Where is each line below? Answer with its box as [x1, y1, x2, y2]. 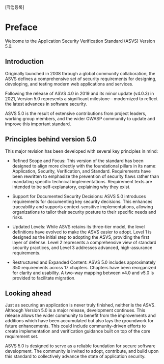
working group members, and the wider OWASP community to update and [5, 115, 156, 121]
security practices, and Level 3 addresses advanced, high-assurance [12, 245, 153, 251]
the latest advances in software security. [5, 101, 87, 107]
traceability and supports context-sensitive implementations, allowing [12, 203, 153, 210]
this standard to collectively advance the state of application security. [5, 353, 146, 360]
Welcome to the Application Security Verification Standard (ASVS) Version [5, 38, 156, 44]
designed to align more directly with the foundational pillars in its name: [12, 163, 157, 168]
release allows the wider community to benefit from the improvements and [5, 312, 156, 318]
